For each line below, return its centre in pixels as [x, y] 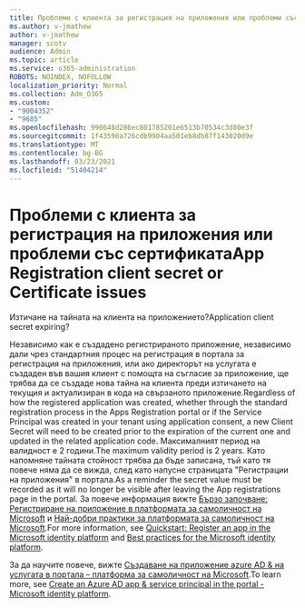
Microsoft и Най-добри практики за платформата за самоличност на [142, 518]
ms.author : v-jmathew [50, 26]
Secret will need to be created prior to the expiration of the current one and [150, 432]
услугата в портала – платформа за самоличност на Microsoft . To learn [145, 574]
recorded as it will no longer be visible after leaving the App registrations [145, 489]
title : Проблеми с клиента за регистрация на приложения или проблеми [146, 18]
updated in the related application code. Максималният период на [135, 441]
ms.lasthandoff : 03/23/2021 [63, 161]
